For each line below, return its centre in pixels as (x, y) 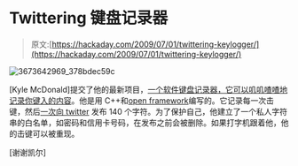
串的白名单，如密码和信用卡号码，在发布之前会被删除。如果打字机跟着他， (145, 122)
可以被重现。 (56, 133)
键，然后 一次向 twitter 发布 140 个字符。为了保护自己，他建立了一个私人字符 (149, 111)
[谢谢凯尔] (28, 152)
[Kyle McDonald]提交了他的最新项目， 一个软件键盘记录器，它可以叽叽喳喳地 (149, 89)
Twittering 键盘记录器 (89, 18)
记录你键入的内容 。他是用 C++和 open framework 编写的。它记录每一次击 (142, 100)
